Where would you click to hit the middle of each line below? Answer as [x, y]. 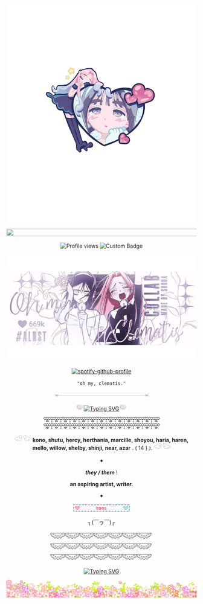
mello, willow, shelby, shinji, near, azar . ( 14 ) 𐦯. [92, 448]
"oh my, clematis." [101, 383]
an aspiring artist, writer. [101, 484]
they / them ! [101, 472]
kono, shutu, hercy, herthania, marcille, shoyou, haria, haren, [111, 440]
